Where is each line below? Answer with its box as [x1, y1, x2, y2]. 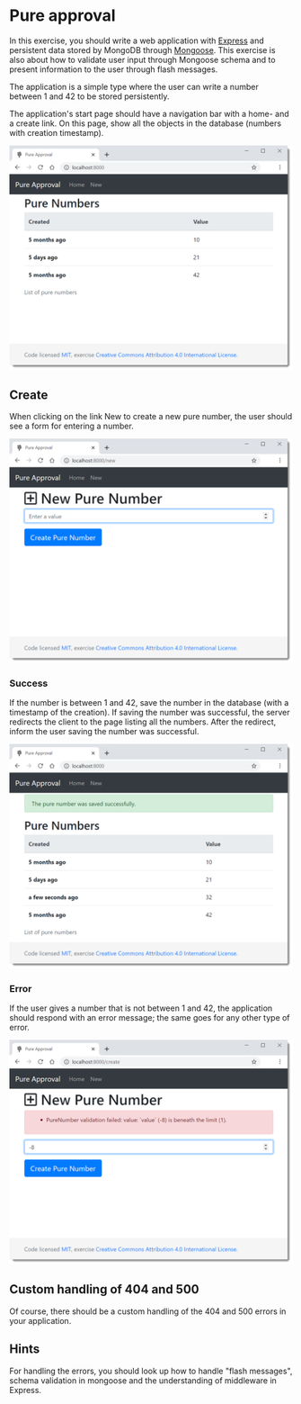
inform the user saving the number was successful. [9, 726, 199, 737]
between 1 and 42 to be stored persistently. [9, 91, 170, 102]
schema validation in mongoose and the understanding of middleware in [9, 1374, 277, 1386]
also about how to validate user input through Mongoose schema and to [9, 54, 276, 65]
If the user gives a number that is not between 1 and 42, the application [9, 1003, 273, 1013]
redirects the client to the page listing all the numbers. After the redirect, [9, 716, 277, 727]
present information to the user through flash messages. [9, 64, 218, 75]
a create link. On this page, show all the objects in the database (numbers [9, 118, 281, 129]
